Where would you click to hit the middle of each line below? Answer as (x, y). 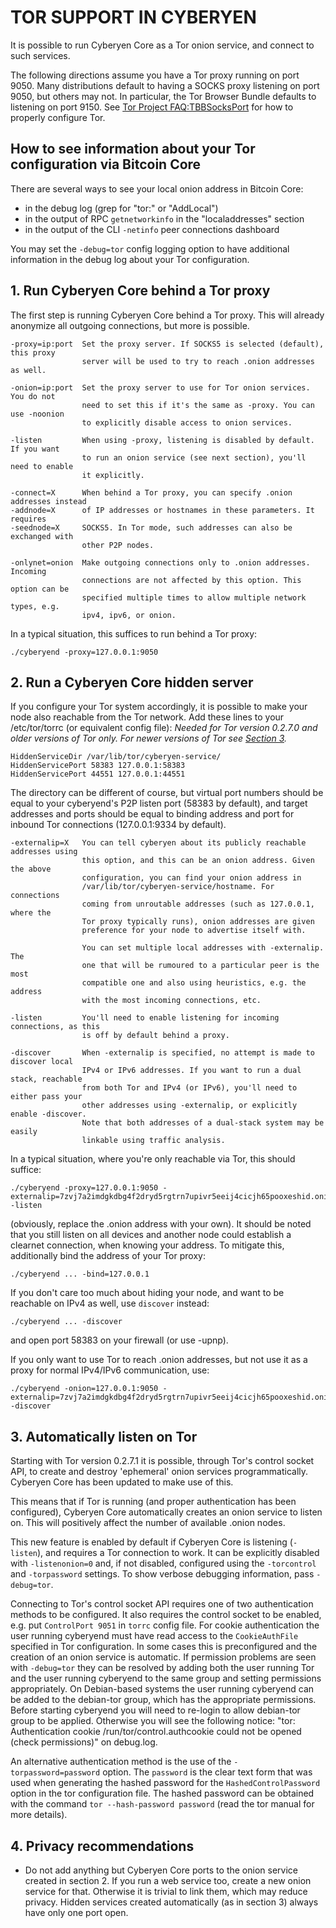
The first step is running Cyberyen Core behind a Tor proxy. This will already (167, 315)
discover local (42, 1062)
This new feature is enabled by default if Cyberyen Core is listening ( (151, 1542)
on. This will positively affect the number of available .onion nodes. (148, 1523)
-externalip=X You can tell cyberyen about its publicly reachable (158, 843)
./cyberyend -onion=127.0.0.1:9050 (84, 1389)
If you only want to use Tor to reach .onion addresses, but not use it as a (159, 1360)
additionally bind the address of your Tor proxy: (108, 1256)
